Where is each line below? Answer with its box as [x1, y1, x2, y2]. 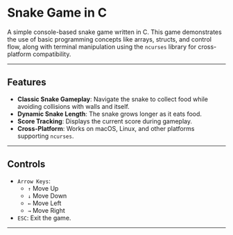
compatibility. [32, 50, 71, 58]
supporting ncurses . [17, 132, 74, 140]
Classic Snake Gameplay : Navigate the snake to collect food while [17, 95, 209, 103]
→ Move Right [27, 206, 66, 214]
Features [7, 76, 46, 88]
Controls [7, 158, 46, 171]
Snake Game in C [7, 5, 107, 21]
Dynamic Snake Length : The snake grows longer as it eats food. [17, 110, 202, 118]
